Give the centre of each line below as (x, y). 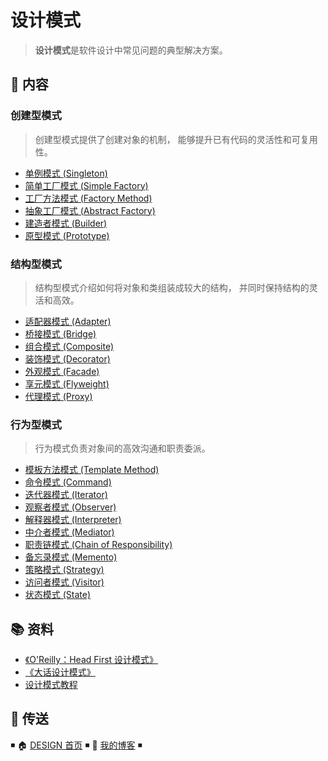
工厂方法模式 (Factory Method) (88, 198)
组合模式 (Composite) (69, 346)
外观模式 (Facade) (62, 371)
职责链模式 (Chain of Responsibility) (98, 545)
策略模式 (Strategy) (64, 570)
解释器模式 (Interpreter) (73, 520)
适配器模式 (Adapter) (68, 321)
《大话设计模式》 (60, 672)
